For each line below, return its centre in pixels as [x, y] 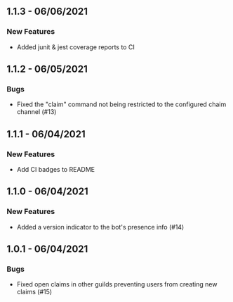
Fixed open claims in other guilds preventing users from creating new [117, 284]
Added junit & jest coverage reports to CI [75, 47]
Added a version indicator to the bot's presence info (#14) [100, 227]
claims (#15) [34, 292]
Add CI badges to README [56, 170]
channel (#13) [36, 112]
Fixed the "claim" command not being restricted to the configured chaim [121, 104]
